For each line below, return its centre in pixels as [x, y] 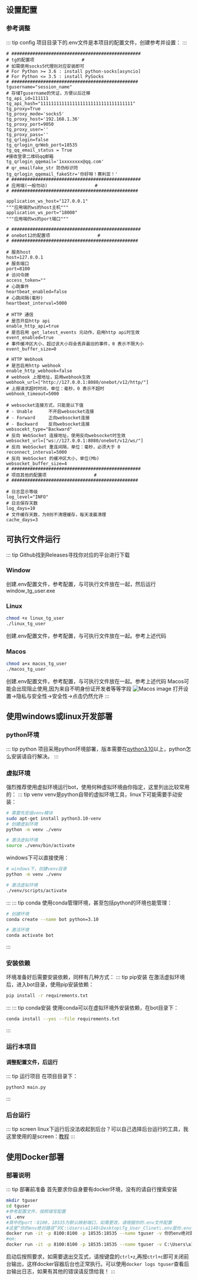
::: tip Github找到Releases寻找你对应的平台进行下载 [68, 555]
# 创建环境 [18, 914]
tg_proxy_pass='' [27, 134]
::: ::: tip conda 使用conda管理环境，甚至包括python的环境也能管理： [89, 903]
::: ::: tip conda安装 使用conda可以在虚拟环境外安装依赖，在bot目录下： [93, 1008]
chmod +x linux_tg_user [35, 618]
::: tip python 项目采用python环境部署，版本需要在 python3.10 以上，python [96, 749]
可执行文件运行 [33, 539]
